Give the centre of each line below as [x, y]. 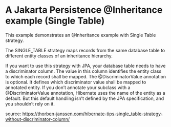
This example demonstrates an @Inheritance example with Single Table [81, 35]
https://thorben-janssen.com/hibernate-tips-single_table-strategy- [92, 114]
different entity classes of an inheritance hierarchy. [59, 56]
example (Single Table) [55, 21]
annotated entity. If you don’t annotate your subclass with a [68, 87]
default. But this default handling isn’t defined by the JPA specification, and [85, 98]
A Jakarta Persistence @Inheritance [84, 10]
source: [13, 114]
